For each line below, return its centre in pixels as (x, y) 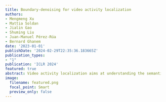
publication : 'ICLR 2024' (32, 64)
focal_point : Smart (30, 87)
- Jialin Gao (19, 28)
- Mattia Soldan (22, 23)
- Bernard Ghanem (23, 42)
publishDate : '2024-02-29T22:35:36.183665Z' (52, 51)
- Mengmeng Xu (20, 19)
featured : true (21, 69)
